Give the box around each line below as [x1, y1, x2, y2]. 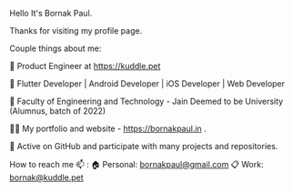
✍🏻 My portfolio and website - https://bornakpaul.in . [9, 123, 207, 134]
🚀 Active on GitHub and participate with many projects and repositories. [9, 141, 278, 151]
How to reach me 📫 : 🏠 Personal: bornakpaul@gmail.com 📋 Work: [9, 159, 264, 169]
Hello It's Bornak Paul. [9, 8, 93, 18]
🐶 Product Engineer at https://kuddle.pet [9, 61, 161, 71]
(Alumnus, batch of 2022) [9, 106, 106, 116]
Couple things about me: [9, 43, 102, 54]
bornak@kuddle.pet [9, 172, 84, 183]
